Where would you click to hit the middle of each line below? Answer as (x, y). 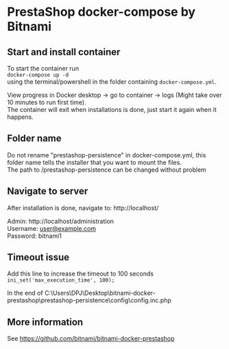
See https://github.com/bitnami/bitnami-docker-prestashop (91, 339)
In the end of (25, 293)
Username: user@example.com (52, 228)
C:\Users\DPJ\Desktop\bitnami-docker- (100, 293)
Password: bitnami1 (34, 236)
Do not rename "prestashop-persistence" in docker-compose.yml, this (107, 155)
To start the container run (43, 68)
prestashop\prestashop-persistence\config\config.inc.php (89, 300)
